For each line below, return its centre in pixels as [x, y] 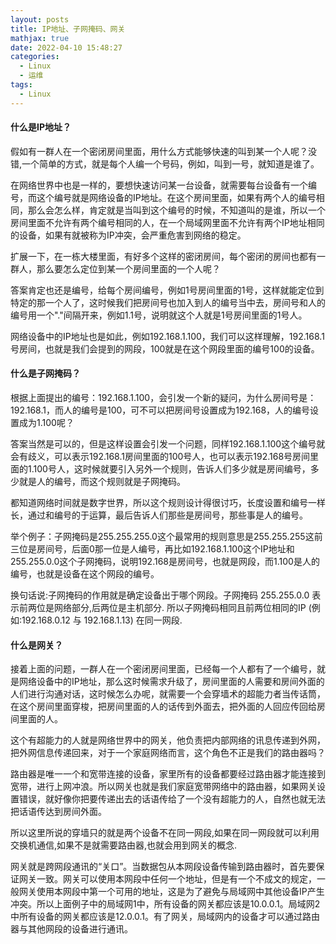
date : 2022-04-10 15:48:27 [66, 47]
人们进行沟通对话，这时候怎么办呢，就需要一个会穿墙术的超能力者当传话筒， [168, 694]
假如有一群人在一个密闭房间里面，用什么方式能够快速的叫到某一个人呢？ [159, 151]
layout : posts [40, 19]
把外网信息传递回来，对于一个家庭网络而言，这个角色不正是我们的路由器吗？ [168, 753]
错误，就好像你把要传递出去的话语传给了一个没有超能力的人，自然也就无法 [172, 799]
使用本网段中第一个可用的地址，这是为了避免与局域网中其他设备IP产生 [180, 892]
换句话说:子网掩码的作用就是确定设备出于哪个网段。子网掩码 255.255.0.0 [160, 595]
